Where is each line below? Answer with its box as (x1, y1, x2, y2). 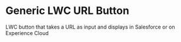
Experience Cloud (5, 29, 49, 36)
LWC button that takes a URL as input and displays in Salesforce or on (5, 23, 176, 30)
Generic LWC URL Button (5, 4, 130, 17)
